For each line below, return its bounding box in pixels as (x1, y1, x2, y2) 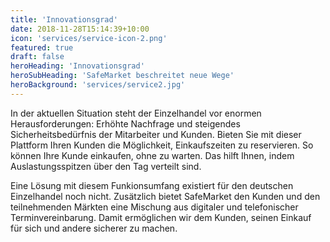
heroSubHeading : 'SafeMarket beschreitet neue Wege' (10, 71, 235, 81)
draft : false (10, 52, 65, 62)
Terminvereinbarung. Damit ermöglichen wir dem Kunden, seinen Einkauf (10, 211, 312, 223)
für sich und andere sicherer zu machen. (10, 222, 178, 234)
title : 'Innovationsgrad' (10, 14, 118, 25)
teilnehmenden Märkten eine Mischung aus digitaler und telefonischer (10, 201, 299, 213)
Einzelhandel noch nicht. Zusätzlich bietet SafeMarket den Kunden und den (10, 190, 321, 202)
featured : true (10, 42, 74, 53)
